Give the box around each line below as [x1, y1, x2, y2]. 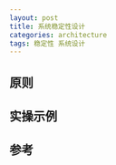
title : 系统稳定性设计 [9, 22, 86, 31]
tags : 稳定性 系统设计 [9, 38, 86, 48]
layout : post [9, 13, 59, 23]
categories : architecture [9, 30, 107, 39]
